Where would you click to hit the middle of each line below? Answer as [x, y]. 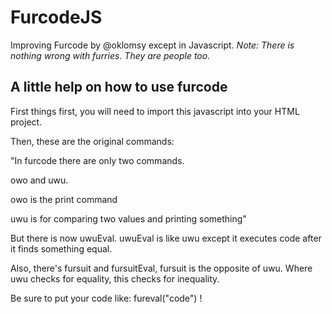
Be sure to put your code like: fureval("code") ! [106, 298]
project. [26, 122]
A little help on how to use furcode [119, 87]
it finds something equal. [61, 248]
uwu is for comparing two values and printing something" [128, 218]
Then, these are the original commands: [92, 141]
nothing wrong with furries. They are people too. [110, 55]
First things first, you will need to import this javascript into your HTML [155, 111]
